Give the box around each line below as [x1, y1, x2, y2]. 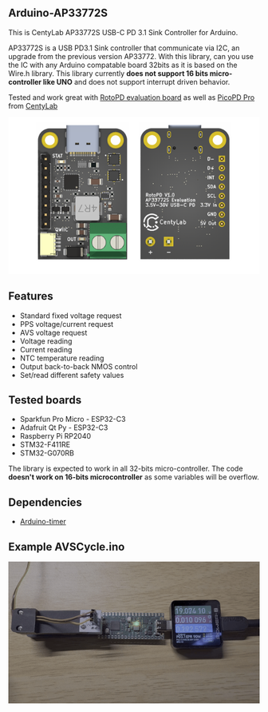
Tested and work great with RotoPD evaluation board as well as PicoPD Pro [8, 92, 255, 102]
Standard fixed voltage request [19, 311, 122, 320]
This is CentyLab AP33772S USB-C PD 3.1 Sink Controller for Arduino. [8, 27, 238, 37]
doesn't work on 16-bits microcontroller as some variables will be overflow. [8, 472, 259, 482]
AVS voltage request [19, 328, 88, 337]
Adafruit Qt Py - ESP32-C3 [19, 423, 108, 432]
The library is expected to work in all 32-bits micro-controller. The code [8, 463, 243, 474]
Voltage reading [19, 336, 73, 346]
